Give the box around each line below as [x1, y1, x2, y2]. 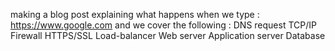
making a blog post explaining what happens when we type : [10, 9, 260, 20]
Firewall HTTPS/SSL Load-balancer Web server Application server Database [10, 30, 326, 41]
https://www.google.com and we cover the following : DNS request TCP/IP [10, 19, 317, 31]
